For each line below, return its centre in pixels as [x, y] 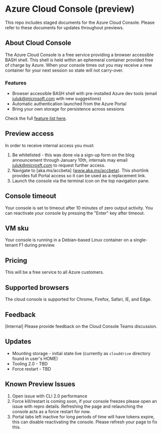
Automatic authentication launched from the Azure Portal [69, 104]
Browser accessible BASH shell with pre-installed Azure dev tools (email [84, 94]
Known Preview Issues [40, 384]
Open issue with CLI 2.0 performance [50, 396]
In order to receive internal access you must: [50, 145]
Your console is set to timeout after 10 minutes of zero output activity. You [79, 208]
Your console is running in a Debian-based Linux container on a [69, 240]
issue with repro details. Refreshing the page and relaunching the [78, 406]
